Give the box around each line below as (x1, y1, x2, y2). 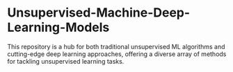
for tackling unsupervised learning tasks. (7, 57, 124, 65)
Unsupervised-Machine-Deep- (7, 5, 191, 21)
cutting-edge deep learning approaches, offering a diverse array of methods (7, 50, 227, 58)
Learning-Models (7, 19, 110, 35)
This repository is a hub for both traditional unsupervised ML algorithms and (7, 42, 225, 51)
